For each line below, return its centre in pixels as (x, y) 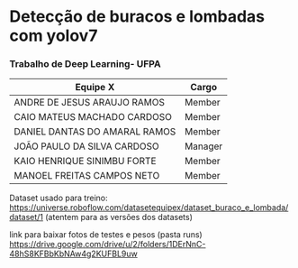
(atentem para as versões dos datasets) (119, 217)
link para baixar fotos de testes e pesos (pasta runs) (106, 235)
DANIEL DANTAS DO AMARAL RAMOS (95, 132)
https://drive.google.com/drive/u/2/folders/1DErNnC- (108, 245)
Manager (203, 146)
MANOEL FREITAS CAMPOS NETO (87, 176)
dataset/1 (26, 217)
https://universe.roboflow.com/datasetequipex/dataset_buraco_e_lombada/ (149, 208)
